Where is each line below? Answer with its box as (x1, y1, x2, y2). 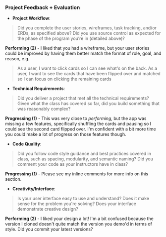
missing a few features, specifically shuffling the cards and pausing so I (5, 121, 152, 127)
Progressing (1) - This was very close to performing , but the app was (5, 116, 147, 121)
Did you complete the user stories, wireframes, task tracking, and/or (17, 25, 157, 31)
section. (5, 176, 22, 182)
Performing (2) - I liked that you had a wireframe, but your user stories (5, 45, 150, 51)
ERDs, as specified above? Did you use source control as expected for (17, 30, 161, 36)
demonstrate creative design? (17, 206, 78, 212)
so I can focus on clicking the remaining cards (17, 76, 111, 82)
